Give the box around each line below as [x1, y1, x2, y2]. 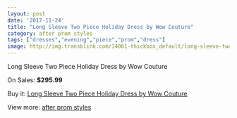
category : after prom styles [7, 29, 93, 37]
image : [7, 43, 27, 50]
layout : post [7, 10, 46, 18]
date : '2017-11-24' [7, 17, 65, 24]
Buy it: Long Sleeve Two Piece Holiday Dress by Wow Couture [7, 89, 188, 98]
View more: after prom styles [7, 103, 92, 111]
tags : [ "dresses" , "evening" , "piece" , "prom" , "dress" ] [7, 37, 166, 44]
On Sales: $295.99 [7, 76, 63, 84]
